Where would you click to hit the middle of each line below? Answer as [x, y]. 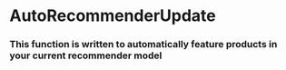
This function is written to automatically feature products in [143, 45]
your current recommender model [86, 55]
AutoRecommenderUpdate [113, 16]
